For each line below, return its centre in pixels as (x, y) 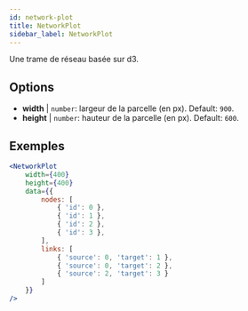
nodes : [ (57, 199)
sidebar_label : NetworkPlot (61, 34)
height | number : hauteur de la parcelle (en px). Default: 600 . (131, 118)
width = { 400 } (47, 174)
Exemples (37, 146)
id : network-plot (41, 17)
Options (32, 87)
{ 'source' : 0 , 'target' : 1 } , (115, 257)
